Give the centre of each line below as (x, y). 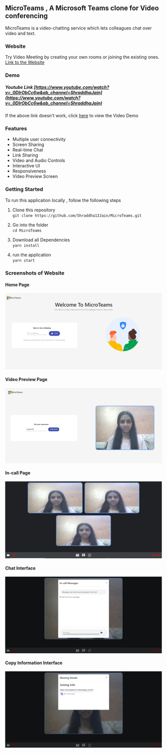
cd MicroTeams (27, 230)
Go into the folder (30, 225)
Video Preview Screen (35, 176)
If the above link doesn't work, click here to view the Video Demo (72, 116)
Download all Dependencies (41, 240)
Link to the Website (25, 62)
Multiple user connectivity (39, 140)
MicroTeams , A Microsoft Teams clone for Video (82, 8)
